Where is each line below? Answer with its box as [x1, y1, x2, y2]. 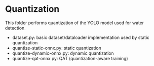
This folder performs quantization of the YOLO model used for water [5, 20, 144, 26]
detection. [5, 25, 26, 31]
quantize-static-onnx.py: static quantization [12, 45, 101, 51]
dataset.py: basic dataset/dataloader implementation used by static [12, 34, 150, 40]
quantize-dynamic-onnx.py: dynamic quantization [12, 50, 114, 56]
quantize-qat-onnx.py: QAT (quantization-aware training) [12, 55, 128, 61]
